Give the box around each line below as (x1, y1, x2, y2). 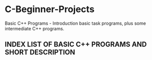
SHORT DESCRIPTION (5, 48, 76, 56)
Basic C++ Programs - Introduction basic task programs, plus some (5, 20, 146, 26)
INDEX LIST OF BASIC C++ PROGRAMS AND (5, 40, 147, 49)
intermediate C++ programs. (5, 25, 65, 31)
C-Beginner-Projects (5, 4, 95, 15)
